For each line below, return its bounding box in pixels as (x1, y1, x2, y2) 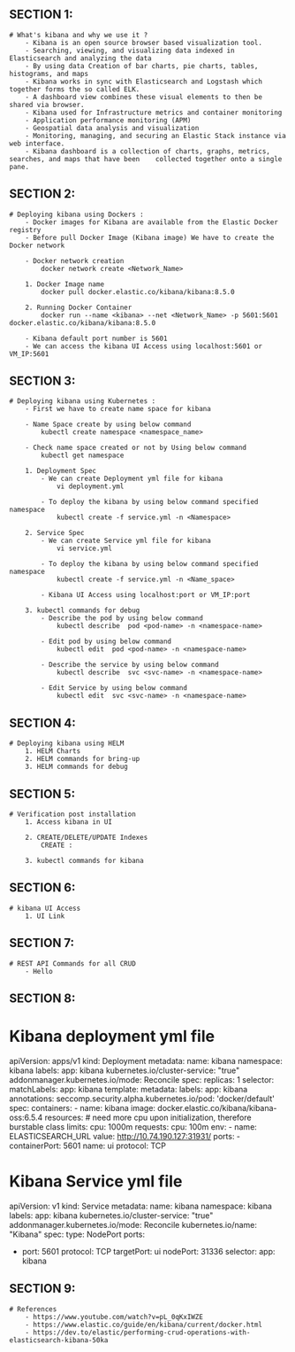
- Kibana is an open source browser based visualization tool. (25, 38, 263, 47)
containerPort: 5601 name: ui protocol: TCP (9, 1140, 166, 1151)
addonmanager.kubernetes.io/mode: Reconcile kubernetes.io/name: (9, 1219, 258, 1230)
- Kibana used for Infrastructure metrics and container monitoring (25, 108, 283, 117)
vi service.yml (56, 544, 113, 553)
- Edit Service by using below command (41, 684, 188, 693)
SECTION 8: (9, 991, 76, 1006)
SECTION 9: (9, 1281, 76, 1296)
